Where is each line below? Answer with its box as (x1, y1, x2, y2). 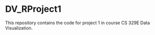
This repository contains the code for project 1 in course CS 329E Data (5, 20, 151, 26)
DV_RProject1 (5, 3, 61, 15)
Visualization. (5, 25, 33, 31)
